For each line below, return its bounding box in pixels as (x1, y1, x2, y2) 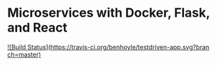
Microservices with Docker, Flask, (7, 5, 210, 21)
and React (7, 20, 68, 36)
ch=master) (7, 50, 42, 59)
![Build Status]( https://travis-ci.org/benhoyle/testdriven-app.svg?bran (7, 43, 210, 51)
